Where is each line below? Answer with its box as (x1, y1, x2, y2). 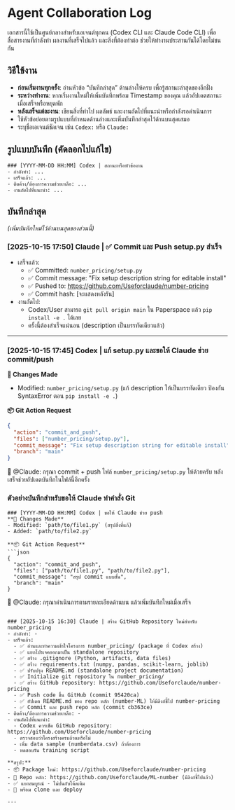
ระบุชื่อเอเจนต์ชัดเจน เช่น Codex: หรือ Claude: (17, 123, 129, 131)
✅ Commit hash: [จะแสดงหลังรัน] (27, 289, 115, 298)
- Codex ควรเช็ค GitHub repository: (13, 722, 113, 729)
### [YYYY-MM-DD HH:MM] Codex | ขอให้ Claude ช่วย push (7, 509, 163, 516)
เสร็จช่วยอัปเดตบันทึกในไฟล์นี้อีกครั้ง (7, 475, 90, 484)
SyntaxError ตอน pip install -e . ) (17, 391, 118, 400)
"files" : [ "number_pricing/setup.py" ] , (13, 435, 130, 442)
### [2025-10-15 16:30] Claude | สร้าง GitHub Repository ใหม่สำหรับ (7, 618, 197, 625)
